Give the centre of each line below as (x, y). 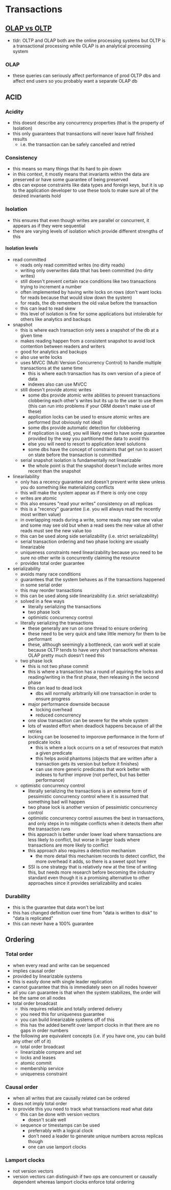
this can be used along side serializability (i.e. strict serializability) (89, 536)
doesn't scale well (47, 1120)
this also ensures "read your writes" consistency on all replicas (87, 503)
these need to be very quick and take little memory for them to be (97, 633)
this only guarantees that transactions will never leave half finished (83, 133)
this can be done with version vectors (60, 1114)
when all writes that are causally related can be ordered (71, 1098)
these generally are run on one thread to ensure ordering (88, 628)
